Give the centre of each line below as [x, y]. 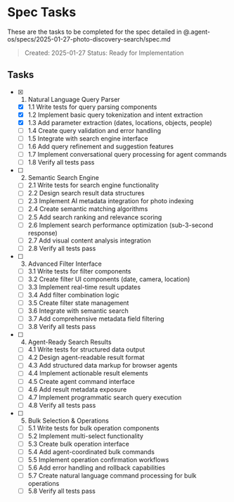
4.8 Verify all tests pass [62, 405]
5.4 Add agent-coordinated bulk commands [91, 451]
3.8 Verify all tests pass [62, 327]
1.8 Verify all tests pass [61, 162]
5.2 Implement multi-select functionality [86, 436]
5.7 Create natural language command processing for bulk [112, 476]
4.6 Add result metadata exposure [77, 389]
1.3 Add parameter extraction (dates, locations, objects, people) [120, 122]
